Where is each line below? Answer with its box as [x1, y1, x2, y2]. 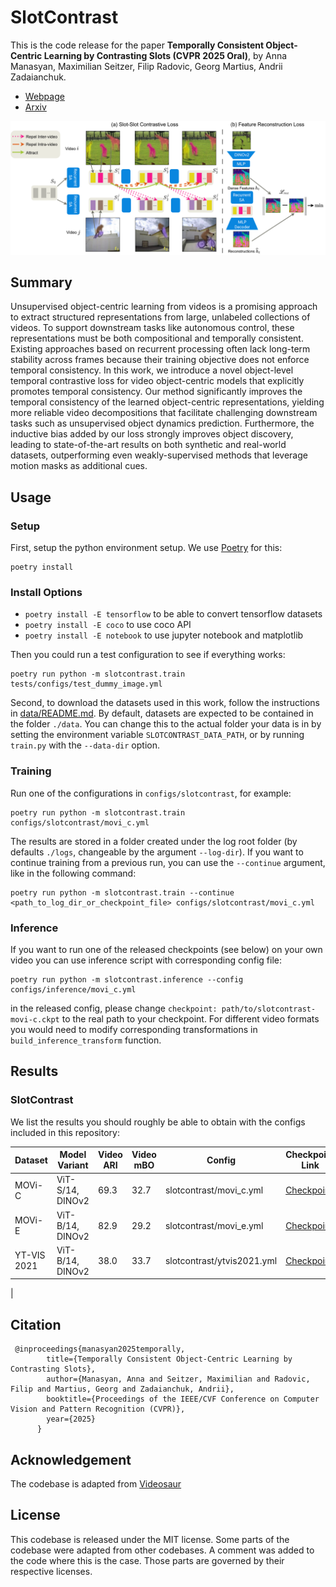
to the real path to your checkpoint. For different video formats [61, 1012, 320, 1025]
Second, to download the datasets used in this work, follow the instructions [10, 697, 320, 709]
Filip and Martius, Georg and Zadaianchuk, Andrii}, [10, 1384, 235, 1395]
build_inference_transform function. [10, 1034, 162, 1046]
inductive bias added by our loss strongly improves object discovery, [10, 428, 294, 440]
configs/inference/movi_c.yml [10, 984, 137, 995]
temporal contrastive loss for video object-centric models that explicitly [10, 375, 305, 387]
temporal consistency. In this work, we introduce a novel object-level [10, 364, 294, 376]
